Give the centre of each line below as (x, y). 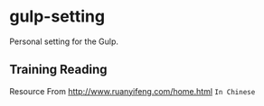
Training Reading (58, 70)
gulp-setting (57, 17)
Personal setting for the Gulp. (64, 41)
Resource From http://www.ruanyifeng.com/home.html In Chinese (132, 91)
